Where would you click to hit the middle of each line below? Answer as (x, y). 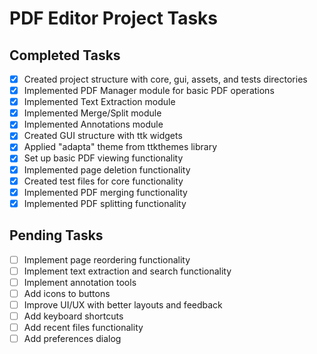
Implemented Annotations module (93, 124)
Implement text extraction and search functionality (127, 271)
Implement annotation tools (80, 282)
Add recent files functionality (83, 327)
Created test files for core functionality (103, 181)
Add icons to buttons (67, 293)
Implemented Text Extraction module (99, 102)
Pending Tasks (56, 235)
